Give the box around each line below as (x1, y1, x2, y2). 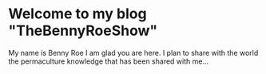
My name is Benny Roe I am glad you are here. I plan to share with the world (8, 48, 259, 57)
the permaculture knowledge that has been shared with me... (8, 56, 209, 66)
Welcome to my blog (8, 5, 147, 23)
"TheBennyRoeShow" (8, 21, 158, 40)
